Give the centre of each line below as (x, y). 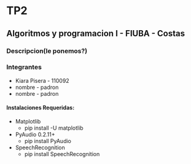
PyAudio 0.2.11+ (35, 135)
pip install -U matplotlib (54, 128)
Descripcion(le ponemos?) (47, 51)
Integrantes (24, 67)
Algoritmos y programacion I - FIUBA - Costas (96, 33)
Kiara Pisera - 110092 (42, 80)
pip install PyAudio (48, 141)
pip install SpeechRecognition (62, 154)
